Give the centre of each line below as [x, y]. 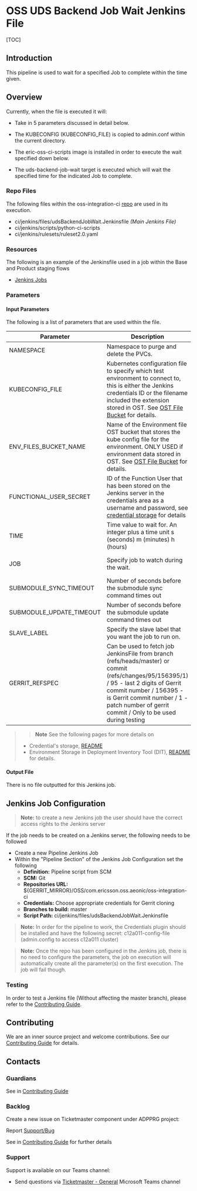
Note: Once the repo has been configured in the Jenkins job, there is [103, 951]
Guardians [21, 1078]
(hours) [117, 547]
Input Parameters [28, 309]
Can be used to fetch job [140, 646]
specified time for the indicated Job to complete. [74, 176]
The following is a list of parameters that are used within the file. [84, 322]
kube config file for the [138, 439]
